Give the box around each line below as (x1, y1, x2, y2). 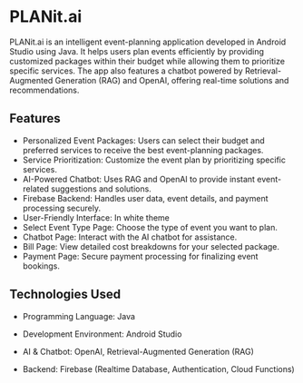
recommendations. (9, 84, 80, 95)
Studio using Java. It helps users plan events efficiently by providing (9, 45, 265, 56)
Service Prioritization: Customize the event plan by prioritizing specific (22, 154, 286, 165)
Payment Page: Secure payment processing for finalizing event (22, 250, 259, 261)
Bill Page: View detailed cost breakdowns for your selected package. (22, 241, 279, 251)
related (22, 183, 50, 194)
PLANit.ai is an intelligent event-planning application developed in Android (9, 36, 287, 47)
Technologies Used (9, 287, 121, 302)
